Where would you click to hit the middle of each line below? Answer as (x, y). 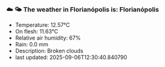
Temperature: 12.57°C (42, 25)
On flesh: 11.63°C (37, 32)
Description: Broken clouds (49, 51)
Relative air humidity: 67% (48, 38)
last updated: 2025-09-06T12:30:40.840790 (71, 57)
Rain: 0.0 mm (32, 44)
